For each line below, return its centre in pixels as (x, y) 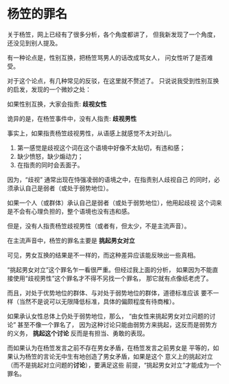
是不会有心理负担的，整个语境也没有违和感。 (70, 211)
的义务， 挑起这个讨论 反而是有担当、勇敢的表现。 (78, 333)
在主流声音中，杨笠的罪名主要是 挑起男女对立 (71, 240)
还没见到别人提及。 (34, 43)
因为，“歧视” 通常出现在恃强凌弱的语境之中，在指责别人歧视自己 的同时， (111, 179)
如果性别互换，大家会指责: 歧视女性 (57, 104)
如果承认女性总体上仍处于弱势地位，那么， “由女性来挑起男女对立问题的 (109, 316)
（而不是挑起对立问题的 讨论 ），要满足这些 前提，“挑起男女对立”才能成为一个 (114, 365)
